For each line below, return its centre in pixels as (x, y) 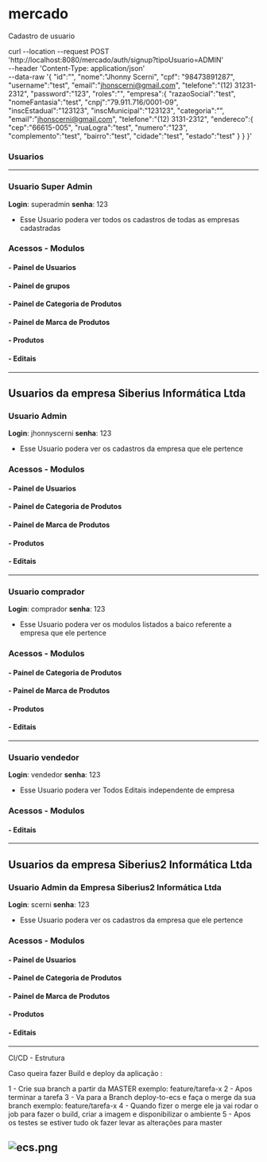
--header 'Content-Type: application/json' (77, 68)
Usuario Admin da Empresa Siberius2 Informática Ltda (115, 887)
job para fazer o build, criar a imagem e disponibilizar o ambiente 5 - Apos (130, 1114)
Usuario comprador (46, 592)
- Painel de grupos (39, 286)
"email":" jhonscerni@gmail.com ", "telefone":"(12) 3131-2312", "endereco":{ (131, 119)
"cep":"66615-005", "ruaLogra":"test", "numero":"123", (98, 127)
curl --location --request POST (59, 51)
